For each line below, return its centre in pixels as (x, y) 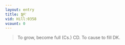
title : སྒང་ (16, 14)
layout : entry (20, 10)
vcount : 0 (15, 23)
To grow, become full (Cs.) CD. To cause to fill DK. (69, 38)
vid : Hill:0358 (21, 19)
